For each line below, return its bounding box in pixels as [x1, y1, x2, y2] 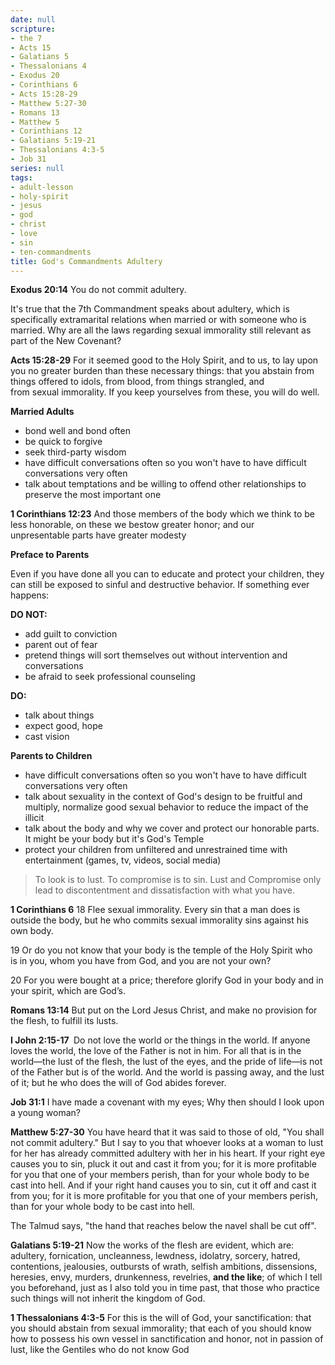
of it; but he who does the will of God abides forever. [10, 1077, 227, 1089]
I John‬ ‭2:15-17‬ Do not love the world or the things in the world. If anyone [10, 1034, 311, 1046]
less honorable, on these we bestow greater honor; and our [10, 519, 255, 531]
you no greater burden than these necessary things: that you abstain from [10, 365, 315, 377]
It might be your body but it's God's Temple [24, 833, 205, 845]
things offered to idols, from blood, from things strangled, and [10, 376, 265, 388]
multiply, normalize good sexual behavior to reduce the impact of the [24, 801, 309, 813]
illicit [24, 812, 45, 824]
